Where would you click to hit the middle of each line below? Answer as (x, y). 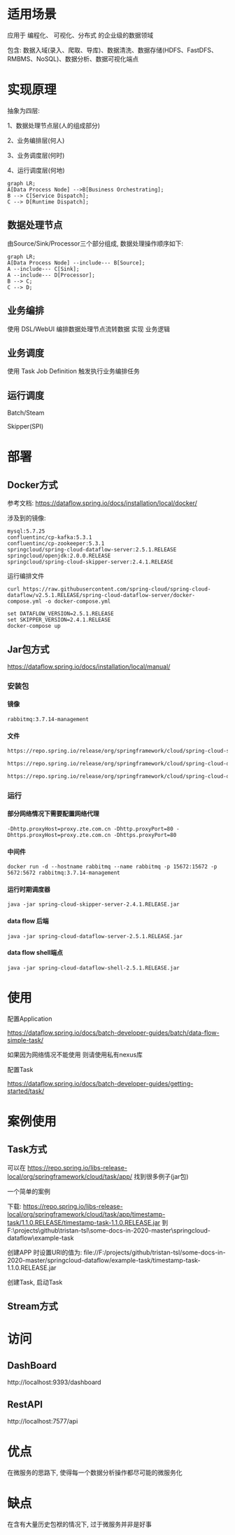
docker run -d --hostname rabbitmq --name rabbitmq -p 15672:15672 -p (112, 867)
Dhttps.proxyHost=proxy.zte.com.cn (59, 836)
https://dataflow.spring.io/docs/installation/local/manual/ (89, 666)
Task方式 (27, 1149)
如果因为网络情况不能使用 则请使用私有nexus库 (75, 1054)
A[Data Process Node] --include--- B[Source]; (76, 263)
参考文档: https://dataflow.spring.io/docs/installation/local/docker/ (102, 503)
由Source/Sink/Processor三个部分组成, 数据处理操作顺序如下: (95, 243)
